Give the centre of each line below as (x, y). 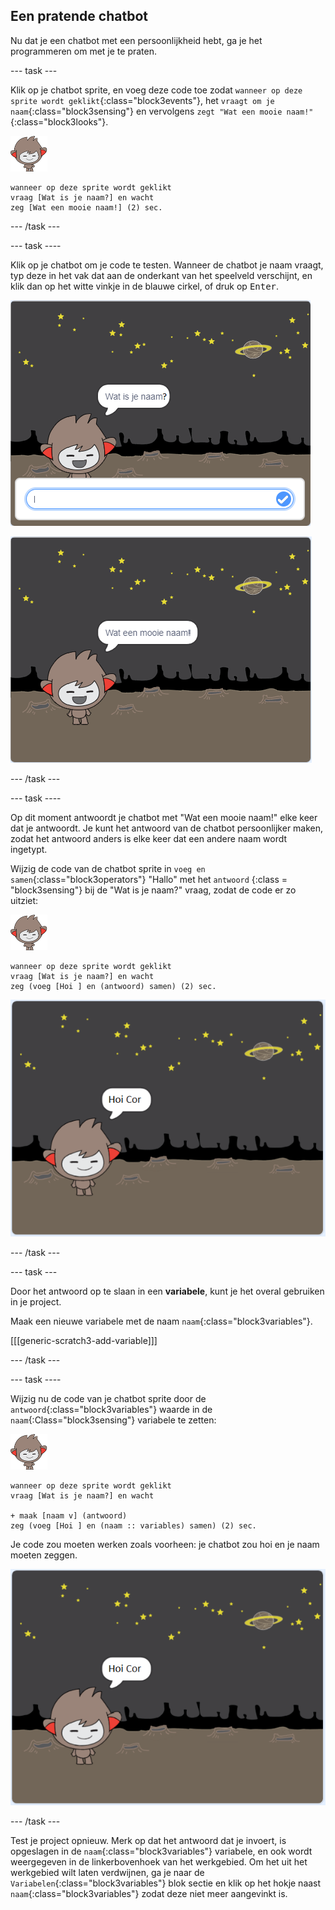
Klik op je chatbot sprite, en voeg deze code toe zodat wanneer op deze (156, 90)
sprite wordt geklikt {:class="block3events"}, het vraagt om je (142, 100)
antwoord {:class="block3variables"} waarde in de (111, 1409)
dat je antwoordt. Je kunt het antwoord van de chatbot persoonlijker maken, (167, 828)
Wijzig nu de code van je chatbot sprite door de (108, 1398)
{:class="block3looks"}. (59, 121)
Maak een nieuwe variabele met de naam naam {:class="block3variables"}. (161, 1321)
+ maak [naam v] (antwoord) (69, 1515)
